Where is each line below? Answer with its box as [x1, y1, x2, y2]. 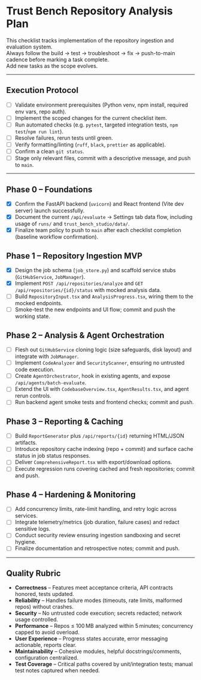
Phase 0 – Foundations [6, 184, 93, 194]
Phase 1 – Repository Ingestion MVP [6, 251, 142, 261]
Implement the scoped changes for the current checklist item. [14, 114, 167, 121]
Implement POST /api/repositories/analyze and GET [14, 280, 144, 287]
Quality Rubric [6, 568, 61, 578]
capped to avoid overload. [14, 628, 80, 636]
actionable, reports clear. [14, 642, 77, 649]
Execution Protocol [6, 85, 79, 95]
